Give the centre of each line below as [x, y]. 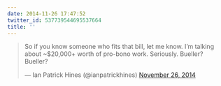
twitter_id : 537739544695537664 [54, 20]
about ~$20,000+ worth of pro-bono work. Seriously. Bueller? [114, 54]
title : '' [22, 27]
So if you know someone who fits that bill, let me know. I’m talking [119, 47]
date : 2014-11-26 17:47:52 [47, 14]
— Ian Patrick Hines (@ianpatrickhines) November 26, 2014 [110, 75]
